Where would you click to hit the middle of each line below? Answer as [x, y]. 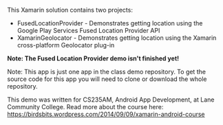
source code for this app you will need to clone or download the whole [107, 79]
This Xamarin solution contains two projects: [70, 10]
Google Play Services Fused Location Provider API [88, 31]
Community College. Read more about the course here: [85, 107]
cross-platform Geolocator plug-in [66, 45]
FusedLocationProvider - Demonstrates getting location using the [110, 23]
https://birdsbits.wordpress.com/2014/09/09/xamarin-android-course [106, 114]
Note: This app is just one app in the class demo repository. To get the [107, 72]
